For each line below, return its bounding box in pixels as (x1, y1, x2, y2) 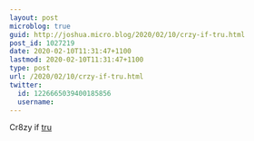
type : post (9, 64, 51, 73)
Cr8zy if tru (9, 122, 53, 133)
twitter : (9, 80, 43, 89)
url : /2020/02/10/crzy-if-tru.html (9, 72, 144, 81)
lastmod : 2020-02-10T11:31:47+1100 (9, 55, 144, 64)
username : (17, 97, 54, 107)
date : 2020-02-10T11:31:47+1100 (9, 47, 132, 56)
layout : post (9, 13, 59, 23)
